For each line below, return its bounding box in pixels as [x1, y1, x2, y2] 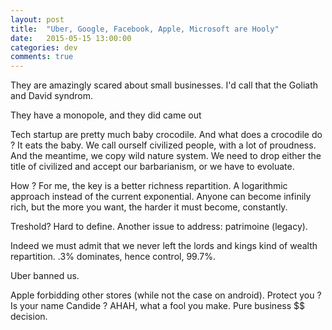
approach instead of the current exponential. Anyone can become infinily [10, 191, 312, 203]
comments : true [10, 52, 74, 62]
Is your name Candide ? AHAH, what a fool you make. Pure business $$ [10, 300, 305, 312]
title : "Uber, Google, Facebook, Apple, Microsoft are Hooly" [10, 24, 280, 34]
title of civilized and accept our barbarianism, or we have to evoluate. [10, 161, 295, 173]
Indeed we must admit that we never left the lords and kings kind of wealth [10, 240, 318, 252]
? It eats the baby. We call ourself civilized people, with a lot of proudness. [10, 139, 317, 151]
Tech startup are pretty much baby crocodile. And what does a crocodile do [10, 129, 323, 141]
